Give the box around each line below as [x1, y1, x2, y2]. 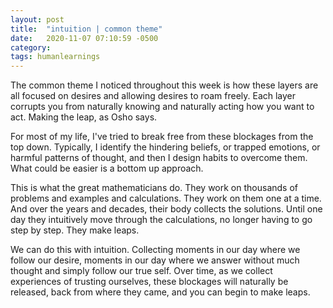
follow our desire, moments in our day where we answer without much [10, 254, 300, 266]
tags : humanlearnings [10, 52, 101, 62]
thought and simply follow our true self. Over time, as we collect [10, 265, 273, 277]
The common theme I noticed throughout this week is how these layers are [10, 79, 319, 91]
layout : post [10, 14, 65, 25]
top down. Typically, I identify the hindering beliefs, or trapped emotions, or [10, 141, 321, 153]
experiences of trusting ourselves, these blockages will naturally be [10, 276, 289, 288]
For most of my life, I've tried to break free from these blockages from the [10, 131, 314, 143]
